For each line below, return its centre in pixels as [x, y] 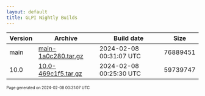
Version [21, 38]
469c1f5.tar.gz [60, 74]
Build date [129, 38]
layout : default [27, 12]
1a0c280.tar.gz [61, 56]
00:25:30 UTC [120, 74]
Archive [66, 38]
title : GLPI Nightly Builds [42, 18]
